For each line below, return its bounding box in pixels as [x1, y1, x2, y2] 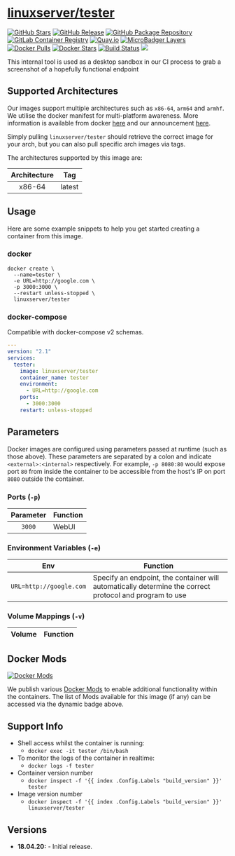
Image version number [17, 790, 83, 799]
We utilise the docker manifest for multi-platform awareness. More [7, 111, 199, 120]
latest [60, 182, 79, 191]
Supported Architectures [7, 86, 119, 97]
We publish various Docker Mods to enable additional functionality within [7, 685, 218, 693]
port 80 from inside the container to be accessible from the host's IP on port [7, 467, 226, 475]
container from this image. [7, 231, 83, 240]
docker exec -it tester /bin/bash [27, 748, 129, 755]
